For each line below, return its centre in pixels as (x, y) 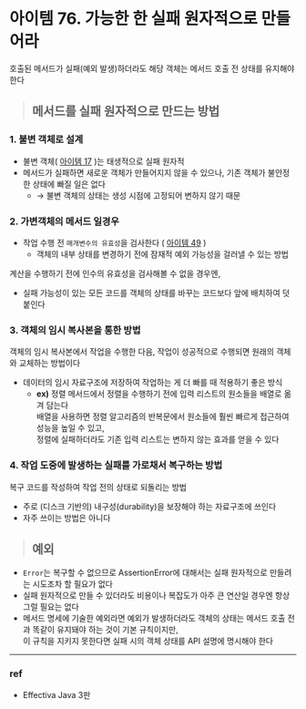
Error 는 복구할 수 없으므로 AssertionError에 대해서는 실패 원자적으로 (145, 573)
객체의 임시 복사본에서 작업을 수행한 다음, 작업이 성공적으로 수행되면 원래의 (142, 352)
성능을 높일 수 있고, (70, 428)
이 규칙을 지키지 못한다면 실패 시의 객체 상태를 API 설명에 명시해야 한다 (148, 641)
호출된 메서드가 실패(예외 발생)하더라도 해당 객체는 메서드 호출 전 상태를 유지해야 (152, 68)
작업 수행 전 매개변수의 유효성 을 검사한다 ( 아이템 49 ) (114, 242)
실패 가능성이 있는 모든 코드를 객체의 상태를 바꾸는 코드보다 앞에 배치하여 (151, 293)
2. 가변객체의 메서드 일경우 (65, 221)
